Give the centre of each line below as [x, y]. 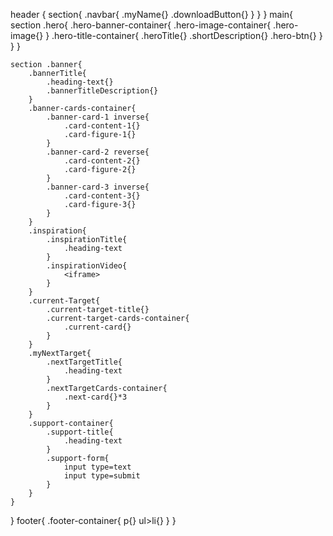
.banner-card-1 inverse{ [98, 117]
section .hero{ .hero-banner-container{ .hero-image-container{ [141, 25]
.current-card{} [97, 327]
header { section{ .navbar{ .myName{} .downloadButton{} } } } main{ [152, 14]
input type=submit [102, 476]
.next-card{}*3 [95, 397]
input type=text [97, 467]
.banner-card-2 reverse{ [98, 152]
